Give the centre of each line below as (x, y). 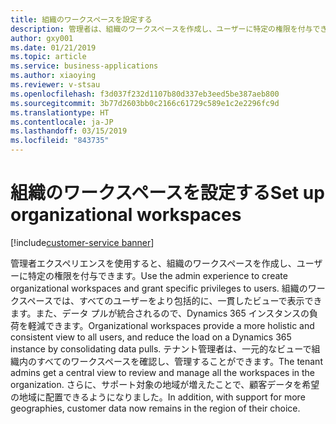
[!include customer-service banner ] (82, 242)
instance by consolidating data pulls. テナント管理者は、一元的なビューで (161, 348)
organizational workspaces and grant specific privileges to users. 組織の (159, 288)
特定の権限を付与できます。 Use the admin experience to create (157, 275)
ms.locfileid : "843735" (60, 141)
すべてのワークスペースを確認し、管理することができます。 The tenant (179, 361)
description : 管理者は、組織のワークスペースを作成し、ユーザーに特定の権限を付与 (161, 29)
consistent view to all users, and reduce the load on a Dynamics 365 (151, 337)
